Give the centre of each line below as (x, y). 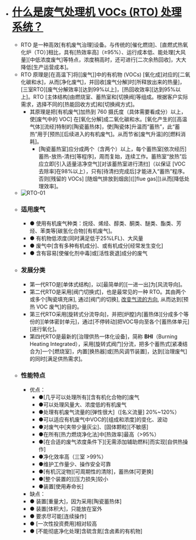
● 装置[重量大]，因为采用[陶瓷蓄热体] (75, 501)
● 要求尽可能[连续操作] (58, 516)
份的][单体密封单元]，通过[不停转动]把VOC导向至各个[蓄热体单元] (110, 321)
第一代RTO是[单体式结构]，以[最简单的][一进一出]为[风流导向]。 (108, 284)
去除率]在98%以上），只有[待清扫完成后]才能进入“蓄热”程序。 (113, 171)
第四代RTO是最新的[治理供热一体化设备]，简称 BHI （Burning (103, 336)
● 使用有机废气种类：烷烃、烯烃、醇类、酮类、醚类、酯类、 (103, 223)
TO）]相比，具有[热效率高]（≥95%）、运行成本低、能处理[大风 (111, 52)
